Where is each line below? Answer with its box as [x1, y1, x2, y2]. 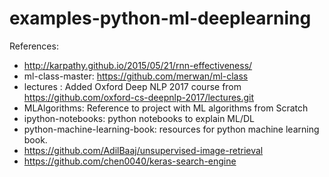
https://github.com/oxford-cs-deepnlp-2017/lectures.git [23, 91, 255, 103]
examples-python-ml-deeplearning [9, 7, 312, 30]
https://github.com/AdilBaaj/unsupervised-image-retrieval [23, 144, 264, 156]
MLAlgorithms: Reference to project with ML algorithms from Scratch [23, 102, 309, 114]
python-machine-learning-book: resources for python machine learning [23, 123, 320, 135]
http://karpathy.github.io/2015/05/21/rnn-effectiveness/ [23, 59, 253, 71]
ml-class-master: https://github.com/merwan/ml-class [23, 70, 249, 82]
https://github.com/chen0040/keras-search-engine [23, 155, 237, 167]
